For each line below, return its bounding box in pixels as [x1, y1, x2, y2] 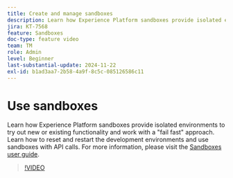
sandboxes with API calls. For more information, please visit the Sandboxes [7, 143, 222, 151]
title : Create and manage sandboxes [7, 10, 113, 17]
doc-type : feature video [7, 36, 79, 43]
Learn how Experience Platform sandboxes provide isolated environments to [7, 121, 225, 129]
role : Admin [7, 49, 42, 56]
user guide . [7, 150, 40, 159]
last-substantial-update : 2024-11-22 [7, 62, 116, 69]
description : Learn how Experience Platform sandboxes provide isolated [7, 17, 222, 24]
